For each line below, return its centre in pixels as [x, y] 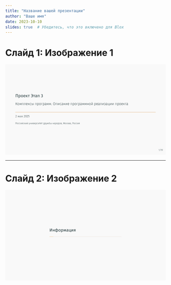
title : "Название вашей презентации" [45, 11]
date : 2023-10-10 [24, 21]
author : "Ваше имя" [26, 16]
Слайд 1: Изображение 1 [59, 53]
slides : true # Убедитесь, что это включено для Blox [65, 27]
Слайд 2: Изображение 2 [61, 179]
